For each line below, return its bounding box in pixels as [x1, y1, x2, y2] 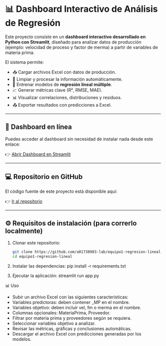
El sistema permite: [5, 59, 44, 65]
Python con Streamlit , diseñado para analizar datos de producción [5, 39, 142, 45]
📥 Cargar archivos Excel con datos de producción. [12, 69, 116, 75]
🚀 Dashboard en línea [5, 123, 72, 131]
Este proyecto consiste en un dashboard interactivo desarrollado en [5, 34, 146, 40]
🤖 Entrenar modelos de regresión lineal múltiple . [12, 81, 112, 87]
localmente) [5, 227, 43, 235]
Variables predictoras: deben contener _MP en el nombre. [12, 299, 130, 305]
